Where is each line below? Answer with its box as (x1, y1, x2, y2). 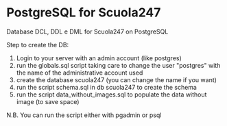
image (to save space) (16, 97, 80, 105)
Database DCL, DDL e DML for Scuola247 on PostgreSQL (6, 27, 169, 36)
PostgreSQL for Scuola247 (6, 5, 161, 21)
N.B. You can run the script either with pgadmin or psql (6, 111, 162, 119)
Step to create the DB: (6, 40, 69, 49)
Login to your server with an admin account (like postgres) (16, 53, 182, 62)
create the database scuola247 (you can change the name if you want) (16, 75, 217, 84)
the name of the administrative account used (16, 68, 143, 77)
